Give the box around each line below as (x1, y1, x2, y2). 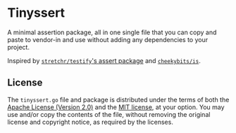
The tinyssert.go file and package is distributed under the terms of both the (7, 95, 230, 104)
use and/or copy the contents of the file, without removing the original (7, 110, 211, 118)
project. (7, 43, 30, 51)
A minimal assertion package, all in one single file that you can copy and (7, 28, 217, 36)
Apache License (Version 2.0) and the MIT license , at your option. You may (7, 103, 225, 111)
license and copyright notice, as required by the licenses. (7, 118, 174, 126)
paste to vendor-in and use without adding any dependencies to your (7, 35, 209, 43)
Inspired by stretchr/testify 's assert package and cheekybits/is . (7, 56, 201, 64)
